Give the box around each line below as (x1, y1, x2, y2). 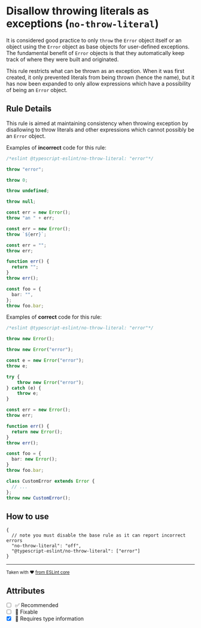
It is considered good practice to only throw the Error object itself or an (6, 36, 182, 44)
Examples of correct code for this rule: (6, 313, 102, 321)
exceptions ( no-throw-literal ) (6, 17, 159, 31)
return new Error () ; (11, 429, 63, 435)
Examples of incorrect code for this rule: (6, 144, 106, 151)
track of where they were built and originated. (6, 56, 119, 63)
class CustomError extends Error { (6, 478, 95, 484)
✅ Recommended (14, 602, 59, 608)
